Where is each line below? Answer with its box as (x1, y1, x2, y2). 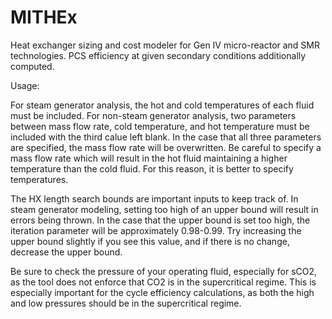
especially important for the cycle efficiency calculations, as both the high (10, 286, 315, 298)
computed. (10, 60, 55, 72)
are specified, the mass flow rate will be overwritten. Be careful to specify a (10, 141, 322, 153)
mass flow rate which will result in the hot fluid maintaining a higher (10, 152, 288, 164)
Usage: (10, 79, 40, 91)
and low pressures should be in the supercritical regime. (10, 297, 242, 309)
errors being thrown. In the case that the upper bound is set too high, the (10, 214, 311, 226)
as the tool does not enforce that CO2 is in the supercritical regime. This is (10, 276, 317, 288)
